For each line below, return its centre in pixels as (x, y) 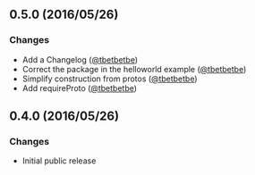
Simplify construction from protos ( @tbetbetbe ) (110, 79)
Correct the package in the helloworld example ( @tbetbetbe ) (134, 69)
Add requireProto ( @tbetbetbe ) (79, 87)
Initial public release (59, 161)
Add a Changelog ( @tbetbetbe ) (80, 59)
